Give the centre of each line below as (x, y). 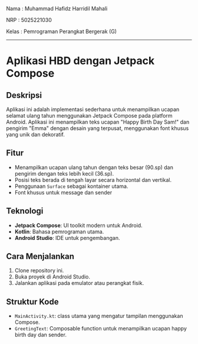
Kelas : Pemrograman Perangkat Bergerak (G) (61, 31)
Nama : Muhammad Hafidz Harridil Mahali (57, 9)
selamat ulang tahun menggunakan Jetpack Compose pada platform (89, 116)
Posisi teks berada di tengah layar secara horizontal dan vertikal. (93, 180)
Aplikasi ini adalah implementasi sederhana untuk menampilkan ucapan (93, 109)
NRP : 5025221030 (29, 20)
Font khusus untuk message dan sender (63, 192)
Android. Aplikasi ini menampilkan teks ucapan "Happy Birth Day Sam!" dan (98, 122)
